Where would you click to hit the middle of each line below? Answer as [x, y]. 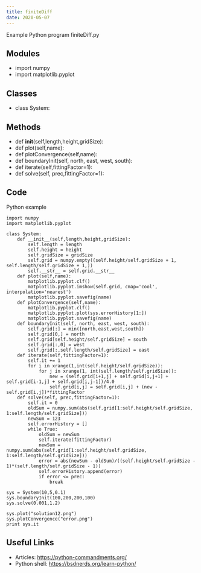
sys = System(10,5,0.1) [36, 492]
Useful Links [30, 543]
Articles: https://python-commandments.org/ [71, 557]
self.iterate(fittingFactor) [75, 440]
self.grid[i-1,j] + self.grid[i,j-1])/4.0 [60, 381]
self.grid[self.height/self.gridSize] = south [88, 339]
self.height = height [55, 250]
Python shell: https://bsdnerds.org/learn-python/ [76, 563]
